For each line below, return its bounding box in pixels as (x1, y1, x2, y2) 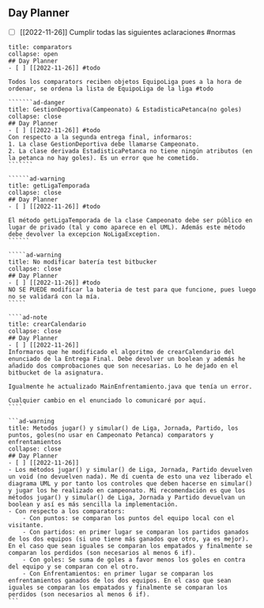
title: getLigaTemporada (8, 181, 90, 189)
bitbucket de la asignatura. (8, 368, 104, 377)
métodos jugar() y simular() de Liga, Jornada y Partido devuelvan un (8, 493, 246, 501)
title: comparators (8, 43, 73, 51)
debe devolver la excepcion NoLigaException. (8, 230, 160, 238)
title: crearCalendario (8, 320, 87, 328)
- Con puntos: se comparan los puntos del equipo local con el (22, 514, 236, 522)
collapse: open (8, 50, 58, 58)
